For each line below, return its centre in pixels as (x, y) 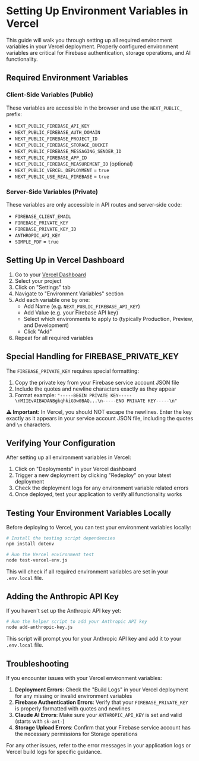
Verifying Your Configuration (61, 443)
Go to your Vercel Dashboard (50, 275)
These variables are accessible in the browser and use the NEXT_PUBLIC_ (94, 108)
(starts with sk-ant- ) (40, 721)
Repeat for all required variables (54, 338)
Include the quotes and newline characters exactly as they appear (95, 389)
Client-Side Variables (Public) (50, 95)
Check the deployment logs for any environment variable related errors (102, 488)
